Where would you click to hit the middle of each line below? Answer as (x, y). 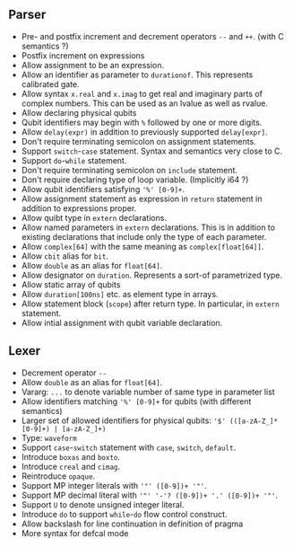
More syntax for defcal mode (75, 533)
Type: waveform (49, 437)
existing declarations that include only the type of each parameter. (144, 236)
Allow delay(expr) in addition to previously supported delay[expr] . (144, 132)
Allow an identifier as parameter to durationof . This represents (137, 75)
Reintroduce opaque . (58, 476)
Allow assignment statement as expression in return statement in (142, 199)
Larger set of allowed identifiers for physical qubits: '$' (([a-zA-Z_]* (150, 420)
